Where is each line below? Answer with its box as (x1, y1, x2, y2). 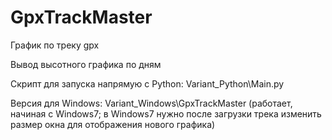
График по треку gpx (10, 39, 100, 51)
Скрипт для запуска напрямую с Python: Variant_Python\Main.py (10, 77, 285, 90)
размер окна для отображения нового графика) (10, 118, 216, 130)
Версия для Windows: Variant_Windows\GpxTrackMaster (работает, (10, 97, 293, 109)
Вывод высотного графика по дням (10, 58, 162, 70)
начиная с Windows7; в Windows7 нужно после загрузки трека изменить (10, 107, 322, 120)
